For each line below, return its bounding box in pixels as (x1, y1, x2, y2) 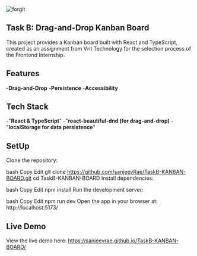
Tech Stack (6, 102, 49, 112)
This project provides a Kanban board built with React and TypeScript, (6, 39, 178, 46)
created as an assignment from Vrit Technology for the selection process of (6, 45, 192, 52)
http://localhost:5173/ (6, 204, 58, 211)
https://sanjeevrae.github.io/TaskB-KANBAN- (68, 237, 179, 244)
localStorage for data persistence (8, 124, 93, 131)
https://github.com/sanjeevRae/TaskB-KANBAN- (67, 168, 186, 176)
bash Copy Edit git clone (6, 168, 66, 176)
